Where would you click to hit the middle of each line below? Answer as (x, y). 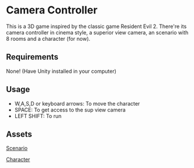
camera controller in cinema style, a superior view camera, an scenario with (97, 32)
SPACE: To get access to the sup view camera (70, 110)
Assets (19, 134)
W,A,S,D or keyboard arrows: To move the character (77, 103)
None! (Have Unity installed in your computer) (61, 71)
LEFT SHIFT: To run (38, 116)
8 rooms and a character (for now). (48, 38)
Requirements (32, 57)
